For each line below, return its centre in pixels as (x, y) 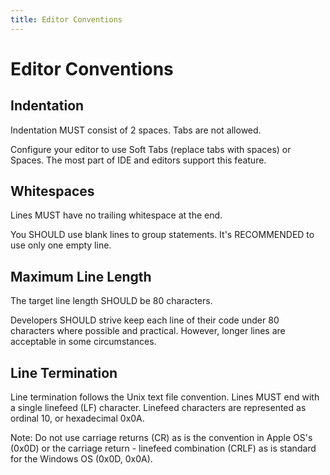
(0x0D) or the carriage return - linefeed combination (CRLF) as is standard (163, 448)
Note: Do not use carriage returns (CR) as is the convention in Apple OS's (161, 438)
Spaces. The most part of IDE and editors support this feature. (138, 160)
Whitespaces (52, 191)
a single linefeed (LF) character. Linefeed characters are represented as (158, 408)
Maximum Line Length (81, 276)
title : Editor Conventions (66, 19)
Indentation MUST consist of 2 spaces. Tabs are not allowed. (136, 130)
